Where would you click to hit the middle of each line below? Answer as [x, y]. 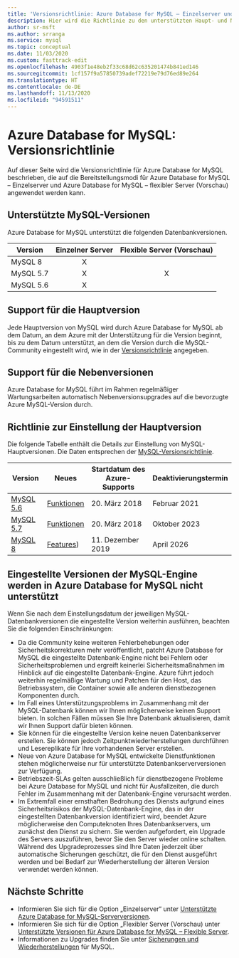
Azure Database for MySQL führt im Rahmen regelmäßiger [93, 389]
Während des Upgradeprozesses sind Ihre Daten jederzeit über [110, 847]
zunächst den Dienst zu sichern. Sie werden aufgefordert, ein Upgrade [121, 831]
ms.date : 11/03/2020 [38, 54]
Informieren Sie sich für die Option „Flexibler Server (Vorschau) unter [119, 924]
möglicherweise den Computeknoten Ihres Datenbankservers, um [114, 824]
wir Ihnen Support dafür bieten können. [75, 726]
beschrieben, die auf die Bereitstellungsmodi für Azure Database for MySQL [119, 177]
